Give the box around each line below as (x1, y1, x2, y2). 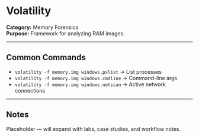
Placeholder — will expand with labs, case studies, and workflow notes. (6, 125, 181, 132)
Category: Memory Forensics (6, 24, 79, 31)
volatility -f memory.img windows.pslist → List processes (14, 68, 162, 75)
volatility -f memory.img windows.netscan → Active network (14, 81, 166, 88)
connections (14, 87, 46, 94)
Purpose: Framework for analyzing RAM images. (6, 29, 126, 37)
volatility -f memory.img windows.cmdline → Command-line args (14, 74, 178, 81)
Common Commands (6, 52, 86, 63)
